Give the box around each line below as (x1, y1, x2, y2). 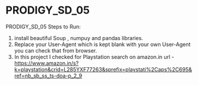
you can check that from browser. (14, 47, 98, 54)
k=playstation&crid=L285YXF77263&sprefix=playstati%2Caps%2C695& (14, 66, 193, 73)
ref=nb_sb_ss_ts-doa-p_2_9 (14, 72, 83, 79)
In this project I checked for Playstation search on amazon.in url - (14, 53, 175, 60)
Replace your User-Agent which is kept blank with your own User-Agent (14, 41, 191, 48)
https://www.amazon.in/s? (14, 60, 79, 67)
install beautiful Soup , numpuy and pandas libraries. (14, 34, 143, 41)
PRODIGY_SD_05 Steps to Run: (5, 23, 81, 30)
